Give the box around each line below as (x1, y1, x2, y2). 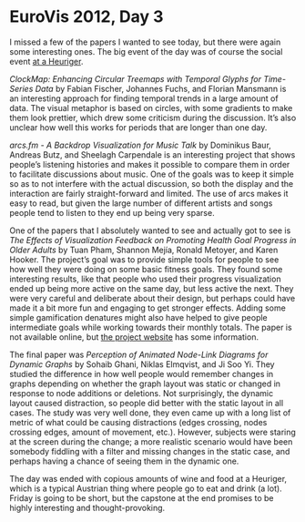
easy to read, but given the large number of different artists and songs (9, 198, 273, 209)
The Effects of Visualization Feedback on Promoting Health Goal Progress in (9, 234, 297, 245)
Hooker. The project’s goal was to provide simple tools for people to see (9, 253, 280, 265)
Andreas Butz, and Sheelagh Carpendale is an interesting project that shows (9, 148, 296, 160)
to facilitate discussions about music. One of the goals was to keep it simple (9, 169, 294, 179)
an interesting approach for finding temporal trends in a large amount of (9, 93, 280, 104)
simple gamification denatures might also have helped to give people (9, 312, 269, 322)
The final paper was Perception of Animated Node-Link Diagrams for (9, 349, 269, 360)
